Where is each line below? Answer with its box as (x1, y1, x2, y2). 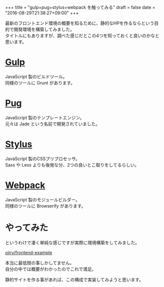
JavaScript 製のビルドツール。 (5, 74, 68, 80)
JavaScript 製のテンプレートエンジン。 (5, 114, 84, 120)
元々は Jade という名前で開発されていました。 (5, 121, 101, 127)
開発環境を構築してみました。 (13, 26, 75, 32)
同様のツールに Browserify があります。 (5, 203, 86, 209)
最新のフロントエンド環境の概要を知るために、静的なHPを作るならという (5, 20, 155, 26)
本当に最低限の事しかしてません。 (5, 260, 74, 266)
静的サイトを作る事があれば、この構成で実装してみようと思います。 (5, 277, 144, 283)
